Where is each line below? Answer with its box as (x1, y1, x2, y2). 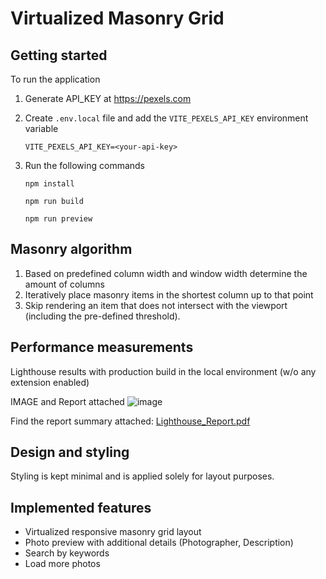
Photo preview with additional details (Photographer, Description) (24, 537, 294, 549)
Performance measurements (10, 339, 194, 356)
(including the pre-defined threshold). (24, 310, 181, 322)
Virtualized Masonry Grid (10, 7, 225, 30)
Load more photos (24, 558, 101, 570)
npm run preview (24, 214, 93, 224)
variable (24, 123, 59, 134)
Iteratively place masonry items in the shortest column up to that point (24, 288, 314, 301)
